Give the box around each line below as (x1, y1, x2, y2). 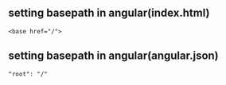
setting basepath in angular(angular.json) (8, 49, 219, 63)
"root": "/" (8, 70, 48, 78)
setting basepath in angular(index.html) (8, 6, 210, 20)
